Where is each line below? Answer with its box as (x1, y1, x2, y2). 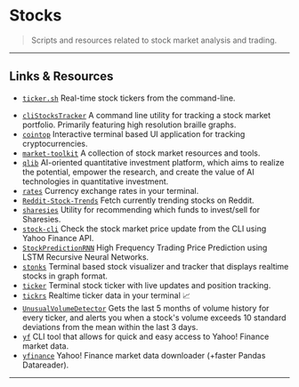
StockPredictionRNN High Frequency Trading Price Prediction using (21, 242, 268, 253)
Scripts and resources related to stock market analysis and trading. (30, 35, 278, 45)
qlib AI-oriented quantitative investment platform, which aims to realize (21, 157, 285, 167)
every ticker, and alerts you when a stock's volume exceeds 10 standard (21, 312, 287, 323)
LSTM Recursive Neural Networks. (21, 251, 149, 262)
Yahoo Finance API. (21, 232, 94, 243)
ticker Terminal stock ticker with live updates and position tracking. (21, 279, 271, 290)
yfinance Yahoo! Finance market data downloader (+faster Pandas (21, 350, 266, 360)
